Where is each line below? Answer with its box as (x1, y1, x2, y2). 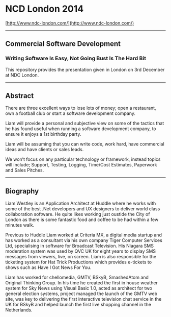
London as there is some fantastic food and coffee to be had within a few (5, 216, 159, 223)
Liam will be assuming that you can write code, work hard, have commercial (5, 141, 164, 147)
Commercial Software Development (5, 39, 121, 48)
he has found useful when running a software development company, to (5, 126, 156, 132)
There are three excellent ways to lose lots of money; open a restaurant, (5, 105, 156, 111)
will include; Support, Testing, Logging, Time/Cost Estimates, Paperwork (5, 162, 157, 168)
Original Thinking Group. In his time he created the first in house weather (5, 280, 158, 286)
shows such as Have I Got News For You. (5, 264, 92, 271)
